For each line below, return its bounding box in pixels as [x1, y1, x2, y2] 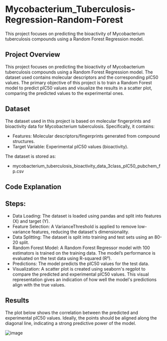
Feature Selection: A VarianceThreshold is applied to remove [12, 223, 137, 229]
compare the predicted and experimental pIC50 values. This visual [12, 271, 149, 277]
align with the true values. [12, 282, 66, 288]
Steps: [5, 200, 26, 208]
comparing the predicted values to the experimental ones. [5, 90, 124, 96]
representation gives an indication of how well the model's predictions [12, 276, 157, 283]
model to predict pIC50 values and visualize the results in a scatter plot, [5, 85, 153, 91]
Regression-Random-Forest [5, 14, 124, 25]
